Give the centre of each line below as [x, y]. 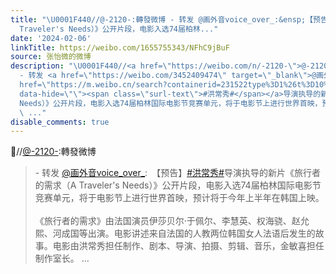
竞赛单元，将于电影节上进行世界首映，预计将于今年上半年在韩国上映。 [179, 198]
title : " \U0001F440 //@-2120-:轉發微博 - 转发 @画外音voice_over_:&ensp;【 [162, 19]
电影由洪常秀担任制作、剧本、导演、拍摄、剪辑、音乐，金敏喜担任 [188, 246]
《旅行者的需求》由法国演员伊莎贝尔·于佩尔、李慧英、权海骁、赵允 [172, 221]
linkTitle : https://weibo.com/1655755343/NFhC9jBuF [120, 47]
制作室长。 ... [62, 258]
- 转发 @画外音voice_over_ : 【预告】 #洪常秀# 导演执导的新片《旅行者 [177, 173]
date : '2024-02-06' [51, 38]
